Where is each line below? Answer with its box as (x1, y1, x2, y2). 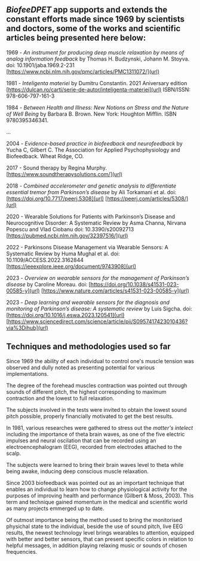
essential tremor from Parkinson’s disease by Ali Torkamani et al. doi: (6, 188, 177, 195)
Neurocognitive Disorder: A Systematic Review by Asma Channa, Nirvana (6, 219, 186, 227)
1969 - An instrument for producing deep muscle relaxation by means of (6, 49, 184, 56)
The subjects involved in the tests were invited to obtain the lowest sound (6, 406, 187, 413)
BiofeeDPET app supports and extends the (6, 5, 168, 15)
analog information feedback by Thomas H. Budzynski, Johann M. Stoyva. (6, 55, 190, 62)
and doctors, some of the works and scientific (6, 23, 181, 34)
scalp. (6, 450, 21, 457)
